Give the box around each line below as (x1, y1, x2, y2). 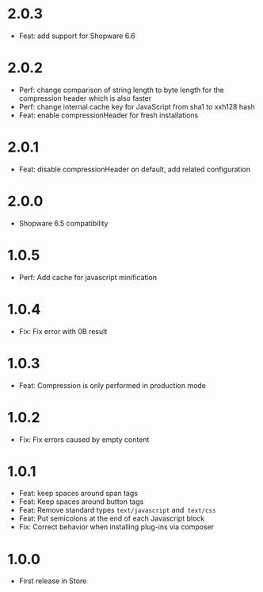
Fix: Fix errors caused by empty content (18, 434, 150, 444)
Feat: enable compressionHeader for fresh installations (18, 110, 199, 120)
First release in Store (18, 576, 87, 586)
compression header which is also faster (18, 93, 152, 103)
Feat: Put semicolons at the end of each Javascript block (18, 513, 205, 524)
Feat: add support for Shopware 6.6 (18, 31, 135, 40)
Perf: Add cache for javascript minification (18, 272, 158, 282)
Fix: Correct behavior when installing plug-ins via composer (18, 522, 215, 532)
